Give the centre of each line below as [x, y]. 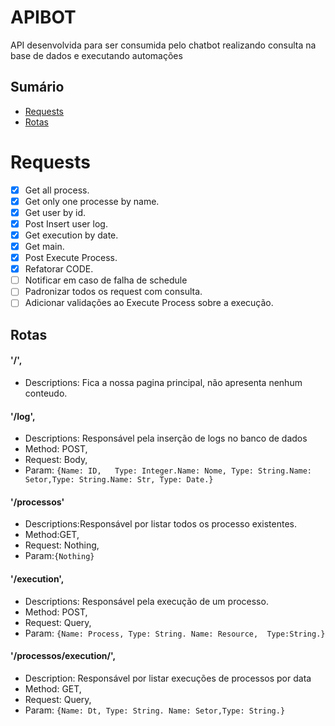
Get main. [44, 246]
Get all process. [57, 190]
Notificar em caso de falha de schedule [106, 280]
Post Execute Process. [71, 258]
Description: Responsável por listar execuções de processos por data [168, 678]
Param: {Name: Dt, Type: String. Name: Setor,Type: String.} [155, 710]
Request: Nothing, [62, 545]
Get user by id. [55, 212]
